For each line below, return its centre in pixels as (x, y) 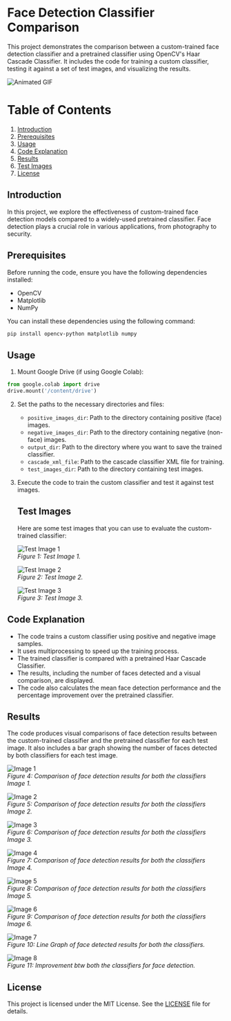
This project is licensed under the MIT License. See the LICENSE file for (109, 1004)
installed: (20, 279)
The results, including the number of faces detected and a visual (109, 673)
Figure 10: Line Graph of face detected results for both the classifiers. (106, 945)
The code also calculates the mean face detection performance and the (119, 688)
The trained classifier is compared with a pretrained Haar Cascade (112, 658)
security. (20, 234)
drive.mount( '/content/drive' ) (52, 391)
